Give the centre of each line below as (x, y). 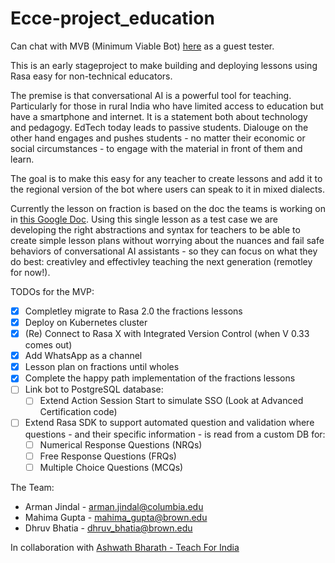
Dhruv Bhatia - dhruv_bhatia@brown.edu (108, 528)
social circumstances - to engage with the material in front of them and (156, 148)
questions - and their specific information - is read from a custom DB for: (175, 434)
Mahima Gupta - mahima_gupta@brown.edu (116, 517)
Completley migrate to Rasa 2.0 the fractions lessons (133, 311)
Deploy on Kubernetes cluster (86, 322)
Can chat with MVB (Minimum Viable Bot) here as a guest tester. (142, 46)
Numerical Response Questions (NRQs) (121, 444)
